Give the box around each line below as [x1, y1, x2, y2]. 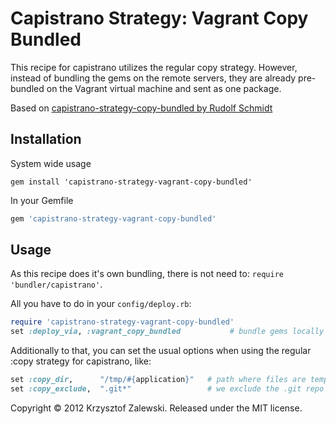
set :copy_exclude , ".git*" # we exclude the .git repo [10, 384, 325, 394]
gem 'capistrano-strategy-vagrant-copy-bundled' [10, 213, 217, 224]
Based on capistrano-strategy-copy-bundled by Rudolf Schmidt [10, 102, 273, 114]
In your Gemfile [10, 194, 74, 206]
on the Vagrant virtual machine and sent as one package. [46, 82, 282, 94]
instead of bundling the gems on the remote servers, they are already [10, 72, 297, 84]
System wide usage [10, 157, 92, 169]
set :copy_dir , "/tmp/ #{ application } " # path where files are [10, 375, 307, 385]
